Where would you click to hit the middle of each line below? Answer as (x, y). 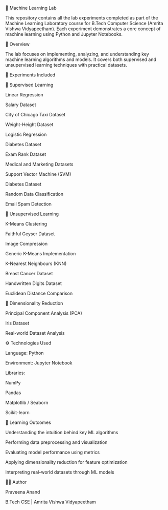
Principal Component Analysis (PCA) (44, 313)
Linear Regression (24, 95)
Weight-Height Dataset (29, 125)
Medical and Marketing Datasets (39, 164)
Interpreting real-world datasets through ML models (60, 472)
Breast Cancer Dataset (29, 273)
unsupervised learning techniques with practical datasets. (66, 65)
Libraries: (15, 373)
